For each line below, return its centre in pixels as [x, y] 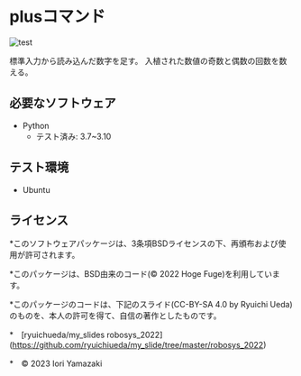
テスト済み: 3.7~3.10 [73, 136]
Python [36, 125]
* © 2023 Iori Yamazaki [56, 363]
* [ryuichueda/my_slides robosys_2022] [86, 335]
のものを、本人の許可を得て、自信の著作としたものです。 [115, 316]
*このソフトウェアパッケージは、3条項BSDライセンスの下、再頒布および [144, 243]
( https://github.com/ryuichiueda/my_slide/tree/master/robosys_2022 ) [138, 345]
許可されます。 [52, 255]
